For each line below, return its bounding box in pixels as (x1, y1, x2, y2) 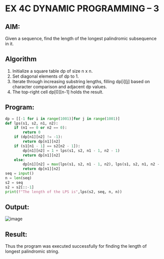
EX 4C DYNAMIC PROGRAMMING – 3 (5, 3, 159, 14)
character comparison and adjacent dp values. (12, 84, 107, 89)
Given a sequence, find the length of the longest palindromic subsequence (5, 35, 157, 41)
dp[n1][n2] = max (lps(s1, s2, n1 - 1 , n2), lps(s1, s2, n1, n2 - (23, 162, 160, 167)
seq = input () (5, 171, 34, 176)
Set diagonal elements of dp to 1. (12, 73, 79, 79)
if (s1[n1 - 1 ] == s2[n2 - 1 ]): (14, 144, 80, 148)
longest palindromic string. (5, 249, 60, 255)
